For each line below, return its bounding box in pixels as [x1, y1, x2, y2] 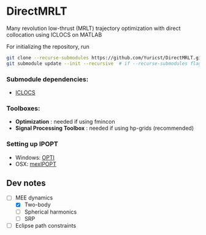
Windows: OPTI [15, 154, 55, 161]
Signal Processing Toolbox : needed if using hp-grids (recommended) [15, 124, 194, 132]
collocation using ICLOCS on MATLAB [6, 31, 102, 38]
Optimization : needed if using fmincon [15, 118, 115, 125]
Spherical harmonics [24, 208, 77, 215]
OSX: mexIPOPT [15, 160, 57, 168]
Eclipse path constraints [15, 222, 77, 229]
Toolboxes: [6, 104, 40, 113]
